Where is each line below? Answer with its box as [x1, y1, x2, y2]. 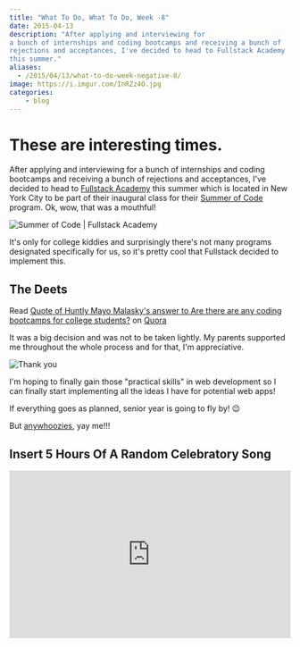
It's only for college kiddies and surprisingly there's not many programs [9, 237, 272, 248]
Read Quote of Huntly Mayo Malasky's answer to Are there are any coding [9, 306, 282, 316]
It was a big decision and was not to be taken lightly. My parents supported [9, 332, 286, 343]
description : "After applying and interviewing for [9, 29, 205, 38]
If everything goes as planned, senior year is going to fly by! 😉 [9, 403, 241, 414]
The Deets [9, 281, 69, 297]
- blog [25, 96, 50, 105]
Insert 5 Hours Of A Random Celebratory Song [9, 446, 271, 461]
